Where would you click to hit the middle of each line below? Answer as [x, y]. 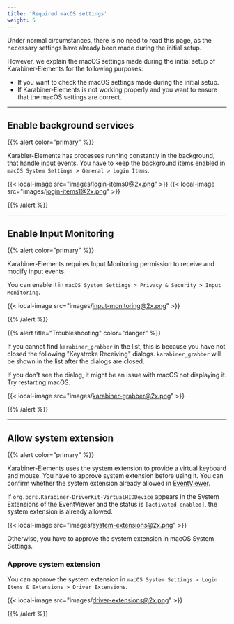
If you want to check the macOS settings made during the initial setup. [118, 82]
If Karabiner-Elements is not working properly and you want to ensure [117, 89]
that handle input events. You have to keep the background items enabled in [116, 163]
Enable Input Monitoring [61, 234]
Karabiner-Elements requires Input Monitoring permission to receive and [111, 264]
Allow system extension [60, 438]
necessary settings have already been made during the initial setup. [104, 48]
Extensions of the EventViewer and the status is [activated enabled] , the [112, 504]
